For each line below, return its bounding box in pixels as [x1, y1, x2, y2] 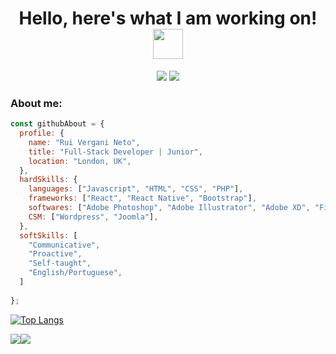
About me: [10, 96, 63, 110]
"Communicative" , [28, 240, 101, 250]
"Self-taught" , [28, 258, 92, 269]
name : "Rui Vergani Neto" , [28, 137, 141, 147]
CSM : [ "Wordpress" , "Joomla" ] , [28, 212, 159, 222]
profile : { [19, 128, 65, 139]
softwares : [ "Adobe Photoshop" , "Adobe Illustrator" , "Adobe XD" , [28, 203, 311, 213]
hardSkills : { [19, 175, 78, 185]
